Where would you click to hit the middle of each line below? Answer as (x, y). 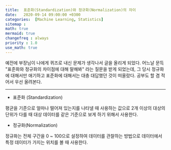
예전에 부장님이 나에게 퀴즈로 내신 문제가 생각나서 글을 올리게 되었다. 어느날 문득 (85, 63)
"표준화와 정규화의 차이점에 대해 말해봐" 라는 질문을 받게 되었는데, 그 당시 (78, 69)
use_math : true (21, 48)
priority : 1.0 (21, 43)
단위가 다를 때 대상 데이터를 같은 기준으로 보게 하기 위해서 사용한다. (72, 114)
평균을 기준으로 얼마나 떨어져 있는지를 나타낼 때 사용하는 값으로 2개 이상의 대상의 (85, 108)
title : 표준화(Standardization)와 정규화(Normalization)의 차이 (71, 10)
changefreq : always (27, 39)
